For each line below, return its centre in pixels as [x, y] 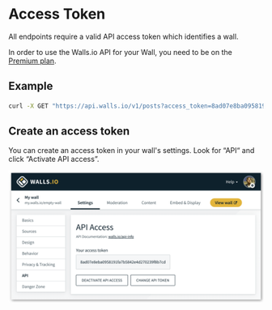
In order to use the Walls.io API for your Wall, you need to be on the [120, 52]
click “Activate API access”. [54, 159]
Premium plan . [32, 61]
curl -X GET [28, 106]
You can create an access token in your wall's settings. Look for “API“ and [132, 151]
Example [31, 86]
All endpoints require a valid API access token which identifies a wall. [123, 36]
